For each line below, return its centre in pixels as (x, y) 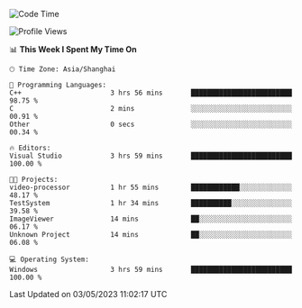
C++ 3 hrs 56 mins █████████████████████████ (151, 93)
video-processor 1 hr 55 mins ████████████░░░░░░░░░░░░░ (151, 187)
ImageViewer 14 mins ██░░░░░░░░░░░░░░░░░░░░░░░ (151, 219)
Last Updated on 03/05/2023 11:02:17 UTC (88, 294)
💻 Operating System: (50, 259)
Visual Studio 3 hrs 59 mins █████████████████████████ (151, 156)
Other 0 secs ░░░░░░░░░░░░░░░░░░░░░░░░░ (151, 124)
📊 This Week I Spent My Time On (73, 49)
